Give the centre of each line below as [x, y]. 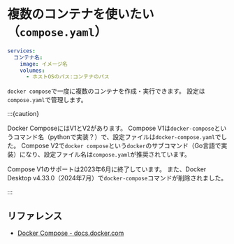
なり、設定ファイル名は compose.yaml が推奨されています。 [108, 155]
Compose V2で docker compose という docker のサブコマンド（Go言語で [121, 146]
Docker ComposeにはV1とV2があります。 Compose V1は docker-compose [111, 128]
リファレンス [35, 216]
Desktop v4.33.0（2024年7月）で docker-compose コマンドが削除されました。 [117, 178]
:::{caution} [23, 114]
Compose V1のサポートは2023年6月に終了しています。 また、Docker [107, 169]
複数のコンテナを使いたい [81, 14]
